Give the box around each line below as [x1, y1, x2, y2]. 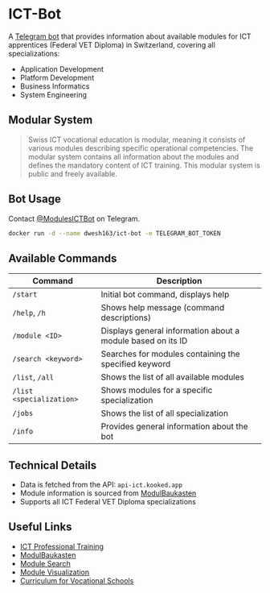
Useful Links [8, 520, 72, 534]
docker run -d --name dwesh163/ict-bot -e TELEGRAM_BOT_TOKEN [8, 229, 221, 238]
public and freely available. [27, 168, 118, 178]
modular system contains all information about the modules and [27, 151, 239, 161]
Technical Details [8, 458, 97, 472]
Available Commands [8, 251, 117, 265]
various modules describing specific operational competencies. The [27, 143, 254, 153]
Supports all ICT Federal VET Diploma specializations [19, 497, 197, 507]
